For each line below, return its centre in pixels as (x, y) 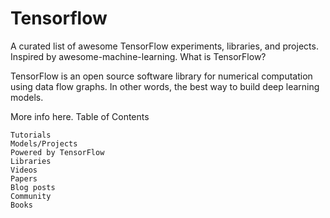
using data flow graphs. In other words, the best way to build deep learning (165, 86)
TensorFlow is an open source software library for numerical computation (161, 76)
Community (31, 196)
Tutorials (31, 135)
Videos (24, 170)
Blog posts (33, 187)
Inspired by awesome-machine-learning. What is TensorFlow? (138, 56)
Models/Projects (44, 143)
